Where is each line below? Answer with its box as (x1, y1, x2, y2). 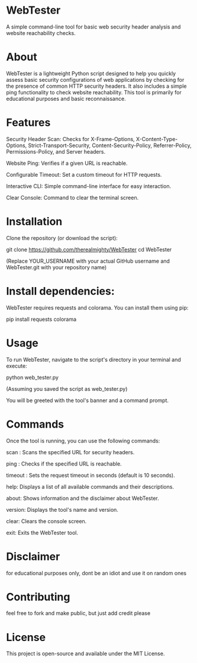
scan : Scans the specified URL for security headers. (6, 448, 135, 455)
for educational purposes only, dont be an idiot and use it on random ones (6, 569, 187, 576)
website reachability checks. (6, 29, 76, 36)
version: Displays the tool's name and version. (6, 506, 118, 513)
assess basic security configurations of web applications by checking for (6, 76, 185, 83)
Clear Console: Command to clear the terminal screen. (6, 194, 139, 201)
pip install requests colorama (6, 315, 77, 323)
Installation (6, 215, 63, 228)
